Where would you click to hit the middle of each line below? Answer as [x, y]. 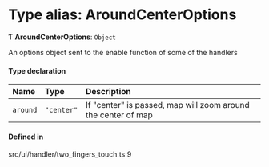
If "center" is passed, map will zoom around [167, 105]
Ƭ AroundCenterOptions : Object [62, 37]
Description [108, 92]
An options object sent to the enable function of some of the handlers [123, 52]
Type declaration [37, 70]
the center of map [119, 115]
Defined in [26, 137]
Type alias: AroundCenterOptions [122, 15]
